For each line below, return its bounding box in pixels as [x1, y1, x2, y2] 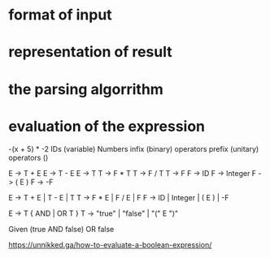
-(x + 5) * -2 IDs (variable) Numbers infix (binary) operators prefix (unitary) [8, 144, 259, 153]
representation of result [8, 43, 172, 62]
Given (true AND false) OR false [8, 224, 115, 234]
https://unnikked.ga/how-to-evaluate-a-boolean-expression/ [8, 239, 212, 249]
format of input [8, 6, 112, 24]
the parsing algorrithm [8, 80, 164, 98]
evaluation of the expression [8, 117, 206, 135]
